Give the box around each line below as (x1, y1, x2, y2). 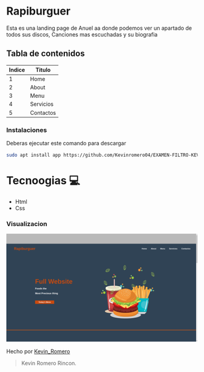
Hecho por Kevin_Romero (6, 348, 70, 355)
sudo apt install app (6, 152, 61, 159)
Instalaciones (6, 126, 47, 134)
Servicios (30, 100, 53, 108)
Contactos (30, 109, 56, 116)
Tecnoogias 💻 (6, 174, 81, 188)
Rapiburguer (6, 4, 71, 18)
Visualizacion (6, 220, 47, 229)
